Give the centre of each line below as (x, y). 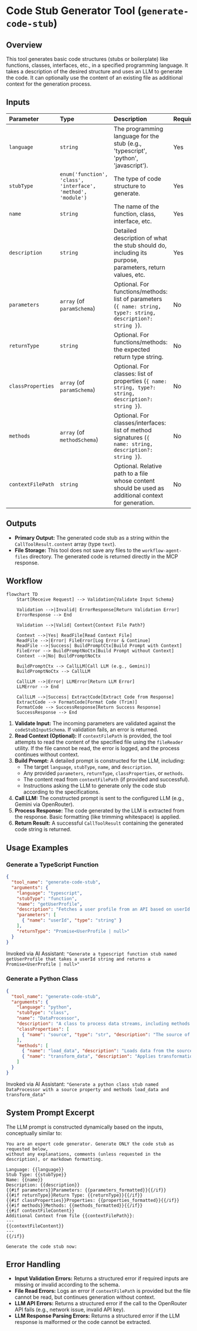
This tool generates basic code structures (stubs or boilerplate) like (87, 59)
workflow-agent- (162, 551)
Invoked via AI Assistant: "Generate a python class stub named (82, 1084)
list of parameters (138, 299)
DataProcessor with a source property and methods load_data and (87, 1089)
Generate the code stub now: (42, 1247)
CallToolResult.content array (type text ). (65, 544)
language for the (136, 136)
